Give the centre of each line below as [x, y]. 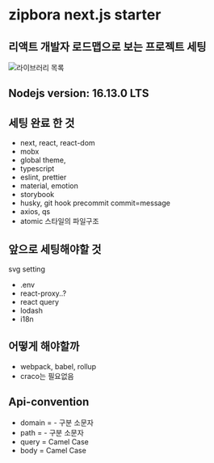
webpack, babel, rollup [58, 366]
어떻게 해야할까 [44, 346]
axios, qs [35, 212]
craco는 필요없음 [47, 376]
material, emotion [49, 186]
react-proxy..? [43, 293]
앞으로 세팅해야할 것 [55, 249]
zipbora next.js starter [85, 15]
